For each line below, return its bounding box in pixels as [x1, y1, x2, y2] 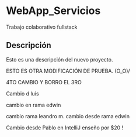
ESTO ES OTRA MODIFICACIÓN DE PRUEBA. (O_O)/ [6, 67, 130, 74]
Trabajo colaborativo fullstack [6, 23, 78, 30]
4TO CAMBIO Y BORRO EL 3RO [6, 78, 82, 85]
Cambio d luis [6, 90, 39, 97]
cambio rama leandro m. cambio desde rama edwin [6, 112, 130, 119]
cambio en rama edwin [6, 101, 61, 108]
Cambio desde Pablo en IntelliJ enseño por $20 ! [6, 124, 124, 131]
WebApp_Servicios [6, 4, 101, 18]
